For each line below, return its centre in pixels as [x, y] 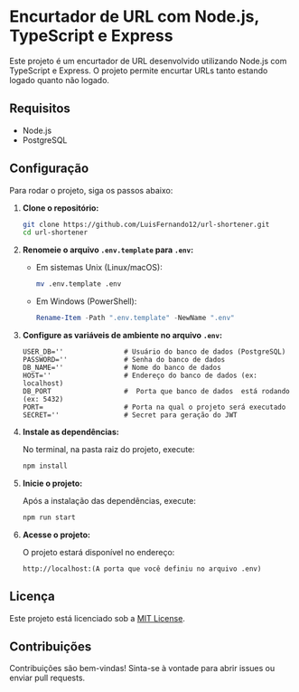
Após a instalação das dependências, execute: [109, 500]
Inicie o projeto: [52, 483]
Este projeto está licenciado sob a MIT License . [97, 618]
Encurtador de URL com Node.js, [134, 17]
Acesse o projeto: [56, 535]
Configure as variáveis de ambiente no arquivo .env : [122, 336]
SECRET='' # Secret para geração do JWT [130, 415]
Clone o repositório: [61, 208]
